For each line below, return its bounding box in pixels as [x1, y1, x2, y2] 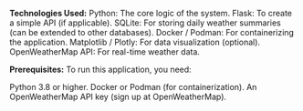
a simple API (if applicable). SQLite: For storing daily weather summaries [9, 17, 281, 28]
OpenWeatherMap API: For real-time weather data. [9, 46, 201, 57]
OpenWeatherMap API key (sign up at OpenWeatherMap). [9, 91, 226, 102]
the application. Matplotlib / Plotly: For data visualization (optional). [9, 36, 261, 47]
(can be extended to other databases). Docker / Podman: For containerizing [9, 27, 295, 37]
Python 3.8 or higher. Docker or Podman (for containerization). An [9, 82, 257, 92]
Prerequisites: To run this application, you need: [9, 64, 192, 75]
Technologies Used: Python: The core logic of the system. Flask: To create [9, 8, 292, 18]
